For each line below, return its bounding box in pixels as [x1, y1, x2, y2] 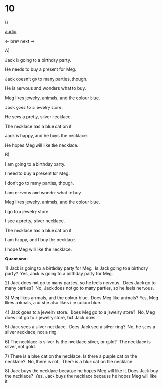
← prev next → [5, 38, 35, 44]
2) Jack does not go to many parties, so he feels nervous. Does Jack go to [5, 280, 156, 286]
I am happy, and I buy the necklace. [5, 237, 76, 242]
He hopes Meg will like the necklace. [5, 142, 79, 148]
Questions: [5, 256, 28, 261]
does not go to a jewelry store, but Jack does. [5, 314, 97, 320]
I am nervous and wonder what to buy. [5, 189, 82, 195]
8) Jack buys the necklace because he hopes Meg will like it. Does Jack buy [5, 367, 158, 374]
